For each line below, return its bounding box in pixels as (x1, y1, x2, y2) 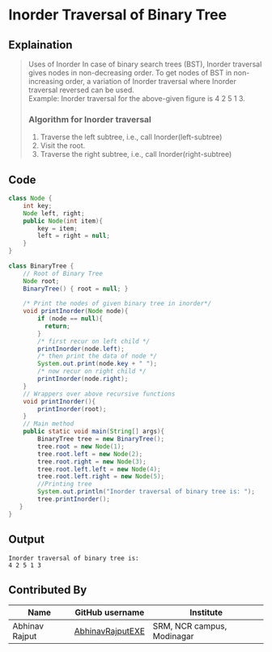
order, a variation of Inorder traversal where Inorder (65, 77, 236, 86)
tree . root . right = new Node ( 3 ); (37, 457, 147, 466)
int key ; (23, 201, 53, 210)
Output (8, 532, 45, 547)
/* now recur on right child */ (37, 367, 147, 375)
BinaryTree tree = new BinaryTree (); (37, 435, 164, 443)
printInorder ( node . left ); (37, 345, 125, 353)
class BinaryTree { (8, 261, 74, 270)
